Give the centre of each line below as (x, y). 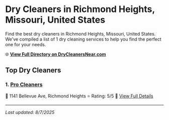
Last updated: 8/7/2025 (30, 112)
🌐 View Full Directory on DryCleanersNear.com (56, 54)
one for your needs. (26, 44)
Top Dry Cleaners (33, 71)
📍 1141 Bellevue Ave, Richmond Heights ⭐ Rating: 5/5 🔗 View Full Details (79, 96)
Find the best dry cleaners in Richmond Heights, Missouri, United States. (80, 34)
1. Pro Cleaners (24, 85)
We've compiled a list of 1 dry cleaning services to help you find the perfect (83, 39)
